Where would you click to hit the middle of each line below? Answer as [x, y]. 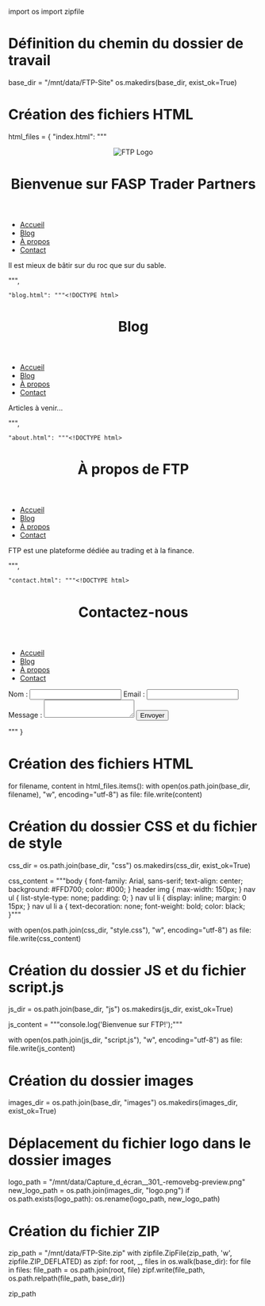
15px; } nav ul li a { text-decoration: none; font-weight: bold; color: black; [127, 906]
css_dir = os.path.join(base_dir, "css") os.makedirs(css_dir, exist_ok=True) [130, 865]
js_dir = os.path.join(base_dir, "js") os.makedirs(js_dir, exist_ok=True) [121, 1010]
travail [29, 61]
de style [35, 843]
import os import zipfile [46, 12]
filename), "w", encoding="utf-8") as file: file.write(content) [105, 794]
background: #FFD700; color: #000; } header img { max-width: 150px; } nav [132, 889]
